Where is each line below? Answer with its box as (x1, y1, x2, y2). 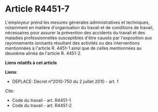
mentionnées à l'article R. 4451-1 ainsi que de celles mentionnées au (5, 45, 142, 51)
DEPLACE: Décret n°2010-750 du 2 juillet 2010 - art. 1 (12, 79, 119, 84)
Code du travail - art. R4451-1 (12, 97, 71, 103)
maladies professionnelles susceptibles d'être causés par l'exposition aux (5, 35, 152, 41)
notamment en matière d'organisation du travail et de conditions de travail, (5, 24, 154, 30)
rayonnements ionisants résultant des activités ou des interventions (5, 40, 140, 46)
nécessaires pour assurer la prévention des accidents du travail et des (5, 30, 145, 35)
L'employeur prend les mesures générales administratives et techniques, (5, 19, 150, 25)
